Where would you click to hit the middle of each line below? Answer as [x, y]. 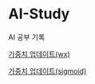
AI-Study [39, 14]
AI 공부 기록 [27, 37]
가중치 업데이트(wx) [39, 54]
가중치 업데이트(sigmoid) [47, 71]
